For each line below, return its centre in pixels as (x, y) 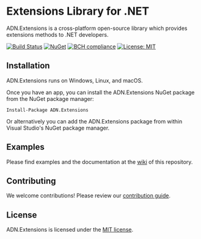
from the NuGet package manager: (50, 98)
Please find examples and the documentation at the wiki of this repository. (100, 162)
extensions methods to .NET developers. (57, 34)
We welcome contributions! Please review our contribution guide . (89, 196)
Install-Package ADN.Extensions (47, 110)
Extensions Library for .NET (78, 11)
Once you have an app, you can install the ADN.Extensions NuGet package (100, 92)
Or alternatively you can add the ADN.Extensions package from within (94, 121)
